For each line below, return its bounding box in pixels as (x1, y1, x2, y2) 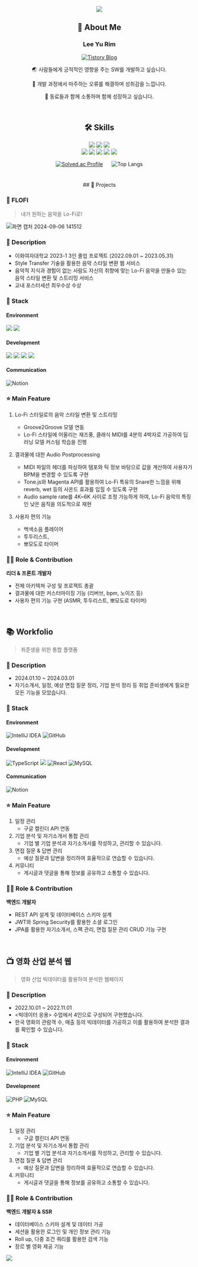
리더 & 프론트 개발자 (6, 570, 52, 577)
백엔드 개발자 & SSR (6, 1208, 53, 1216)
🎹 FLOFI (6, 196, 28, 205)
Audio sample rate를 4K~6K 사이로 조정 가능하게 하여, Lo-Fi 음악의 (23, 493, 180, 500)
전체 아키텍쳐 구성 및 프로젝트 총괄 (14, 582, 94, 589)
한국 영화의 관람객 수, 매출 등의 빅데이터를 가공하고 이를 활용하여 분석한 (14, 1019, 179, 1026)
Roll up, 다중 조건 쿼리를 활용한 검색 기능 (14, 1236, 109, 1243)
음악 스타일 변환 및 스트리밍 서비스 (14, 274, 94, 281)
